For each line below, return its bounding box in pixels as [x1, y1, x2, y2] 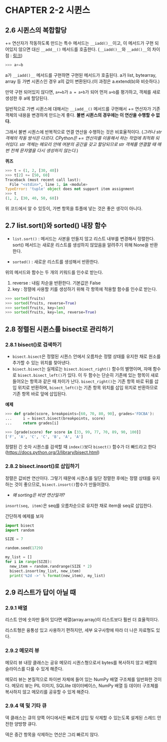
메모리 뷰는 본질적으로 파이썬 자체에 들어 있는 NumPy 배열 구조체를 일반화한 [5, 676, 153, 682]
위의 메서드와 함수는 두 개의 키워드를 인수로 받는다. [5, 269, 103, 275]
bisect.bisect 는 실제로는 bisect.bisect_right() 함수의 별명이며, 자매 [12, 366, 152, 372]
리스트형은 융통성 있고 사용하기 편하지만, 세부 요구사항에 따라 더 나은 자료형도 [5, 627, 155, 633]
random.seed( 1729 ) [5, 546, 43, 551]
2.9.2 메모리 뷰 [5, 647, 40, 654]
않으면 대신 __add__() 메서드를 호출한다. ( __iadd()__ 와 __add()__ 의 [18, 46, 152, 52]
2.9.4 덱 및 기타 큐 [5, 702, 47, 709]
